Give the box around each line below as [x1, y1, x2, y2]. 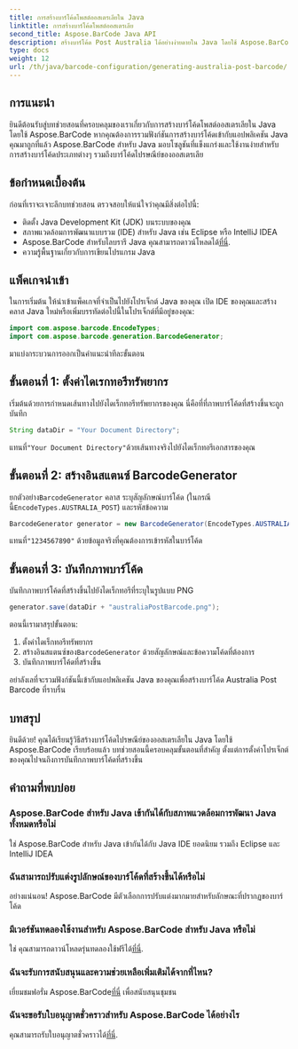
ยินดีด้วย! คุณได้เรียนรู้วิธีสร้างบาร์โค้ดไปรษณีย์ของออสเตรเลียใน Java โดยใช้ [9, 734, 233, 745]
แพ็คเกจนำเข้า [9, 272, 69, 288]
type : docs [9, 46, 50, 55]
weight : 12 [9, 54, 50, 63]
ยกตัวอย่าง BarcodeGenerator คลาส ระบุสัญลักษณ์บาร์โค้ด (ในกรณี [9, 492, 211, 502]
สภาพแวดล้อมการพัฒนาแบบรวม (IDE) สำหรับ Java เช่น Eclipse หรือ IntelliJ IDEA [21, 226, 278, 237]
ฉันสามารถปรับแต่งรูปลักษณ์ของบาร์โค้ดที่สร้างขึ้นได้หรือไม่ [9, 871, 206, 883]
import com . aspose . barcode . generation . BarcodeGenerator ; [9, 332, 224, 342]
